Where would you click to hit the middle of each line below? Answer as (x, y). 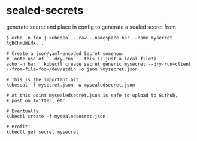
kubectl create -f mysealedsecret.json (56, 116)
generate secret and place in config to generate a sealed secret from (91, 27)
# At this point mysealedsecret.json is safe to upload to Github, (92, 95)
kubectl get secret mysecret (43, 132)
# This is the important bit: (44, 79)
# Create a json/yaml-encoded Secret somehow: (65, 53)
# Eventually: (24, 111)
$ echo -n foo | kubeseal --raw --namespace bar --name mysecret (89, 38)
